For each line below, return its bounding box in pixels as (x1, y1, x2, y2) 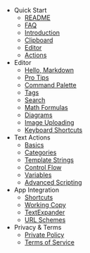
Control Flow (24, 163, 62, 171)
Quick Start (13, 6, 47, 14)
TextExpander (24, 208, 65, 216)
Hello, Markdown (24, 66, 75, 74)
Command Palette (24, 81, 77, 89)
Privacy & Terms (13, 223, 62, 231)
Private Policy (24, 230, 65, 239)
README (24, 13, 51, 22)
